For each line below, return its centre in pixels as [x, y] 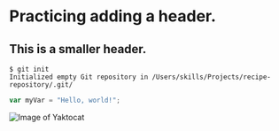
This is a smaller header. [78, 49]
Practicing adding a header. [113, 16]
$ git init [29, 69]
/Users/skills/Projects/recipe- [212, 77]
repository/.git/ [41, 85]
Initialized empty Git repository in [79, 77]
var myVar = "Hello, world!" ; [65, 100]
